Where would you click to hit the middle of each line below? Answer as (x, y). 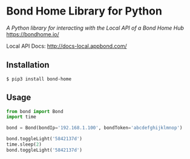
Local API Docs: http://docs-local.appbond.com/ (67, 46)
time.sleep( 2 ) (24, 144)
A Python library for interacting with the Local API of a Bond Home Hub (95, 28)
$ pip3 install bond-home (39, 79)
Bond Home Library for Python (84, 11)
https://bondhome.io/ (33, 34)
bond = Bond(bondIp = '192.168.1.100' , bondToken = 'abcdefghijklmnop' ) (94, 128)
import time (21, 117)
